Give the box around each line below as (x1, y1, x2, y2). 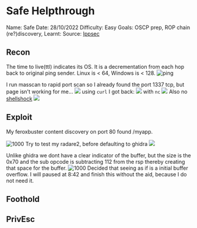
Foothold (6, 194, 40, 204)
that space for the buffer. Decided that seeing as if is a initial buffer (6, 164, 188, 172)
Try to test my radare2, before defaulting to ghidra (25, 140, 148, 147)
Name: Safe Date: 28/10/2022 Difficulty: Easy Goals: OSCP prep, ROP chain (6, 24, 190, 31)
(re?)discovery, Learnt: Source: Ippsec (6, 30, 100, 37)
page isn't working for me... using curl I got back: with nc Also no (6, 88, 188, 95)
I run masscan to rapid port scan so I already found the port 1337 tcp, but (6, 81, 185, 88)
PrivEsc (6, 214, 35, 224)
